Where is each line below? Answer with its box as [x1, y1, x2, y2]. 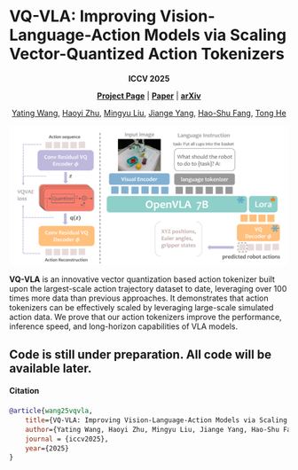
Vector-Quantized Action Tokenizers [9, 44, 286, 64]
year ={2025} [25, 443, 69, 453]
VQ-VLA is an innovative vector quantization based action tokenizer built [9, 274, 275, 285]
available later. [9, 361, 92, 376]
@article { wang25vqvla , [9, 406, 93, 416]
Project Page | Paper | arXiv [97, 90, 201, 101]
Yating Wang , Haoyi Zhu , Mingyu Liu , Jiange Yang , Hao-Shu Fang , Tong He [12, 107, 286, 118]
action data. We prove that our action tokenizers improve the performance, [9, 312, 282, 323]
